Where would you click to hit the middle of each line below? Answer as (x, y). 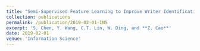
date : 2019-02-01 (28, 33)
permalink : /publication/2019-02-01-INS (57, 22)
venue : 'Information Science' (44, 39)
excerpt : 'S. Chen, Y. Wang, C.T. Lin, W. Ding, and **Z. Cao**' (89, 28)
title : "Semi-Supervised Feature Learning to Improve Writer (84, 11)
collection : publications (38, 17)
